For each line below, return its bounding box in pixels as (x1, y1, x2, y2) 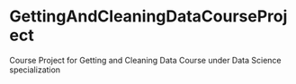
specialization (9, 64, 61, 75)
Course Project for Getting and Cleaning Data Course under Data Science (9, 55, 282, 65)
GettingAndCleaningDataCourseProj (9, 6, 288, 27)
